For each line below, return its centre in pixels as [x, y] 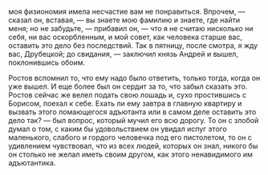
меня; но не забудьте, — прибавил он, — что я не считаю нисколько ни [131, 28]
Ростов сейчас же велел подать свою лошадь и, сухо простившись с [128, 95]
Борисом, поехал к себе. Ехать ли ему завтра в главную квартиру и [125, 103]
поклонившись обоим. [47, 62]
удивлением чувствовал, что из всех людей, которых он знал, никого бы [133, 146]
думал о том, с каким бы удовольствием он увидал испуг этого [118, 129]
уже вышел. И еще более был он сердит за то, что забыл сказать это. [128, 86]
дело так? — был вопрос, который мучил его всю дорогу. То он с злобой [134, 120]
